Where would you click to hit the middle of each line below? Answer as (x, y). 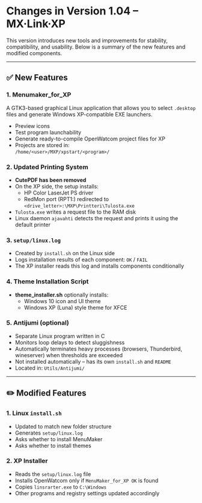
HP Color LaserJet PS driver (59, 193)
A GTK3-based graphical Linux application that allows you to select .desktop (101, 108)
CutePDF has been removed (50, 180)
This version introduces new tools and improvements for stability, (87, 40)
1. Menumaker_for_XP (39, 95)
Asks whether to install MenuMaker (59, 439)
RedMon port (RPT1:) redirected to (66, 199)
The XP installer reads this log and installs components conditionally (99, 266)
